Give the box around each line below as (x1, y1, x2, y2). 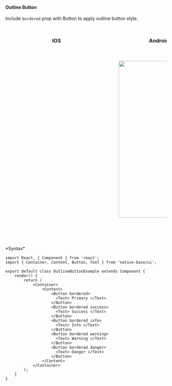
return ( (24, 278, 42, 283)
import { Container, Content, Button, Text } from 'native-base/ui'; (5, 260, 157, 265)
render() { (14, 273, 38, 278)
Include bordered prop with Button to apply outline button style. (5, 15, 138, 22)
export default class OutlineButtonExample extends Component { (5, 269, 145, 274)
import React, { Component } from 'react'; (5, 255, 100, 261)
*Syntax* (5, 246, 26, 252)
